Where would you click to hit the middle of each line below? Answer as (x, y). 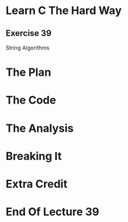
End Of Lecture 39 (53, 212)
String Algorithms (28, 48)
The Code (31, 100)
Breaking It (34, 156)
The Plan (28, 72)
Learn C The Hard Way (64, 11)
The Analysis (40, 128)
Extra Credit (37, 184)
